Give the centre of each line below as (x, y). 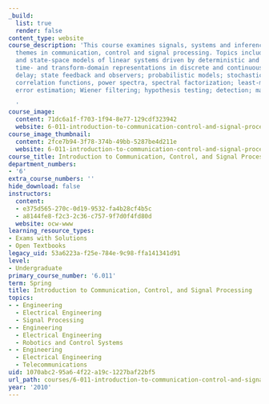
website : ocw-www (44, 224)
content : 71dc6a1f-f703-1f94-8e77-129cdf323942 (96, 120)
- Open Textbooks (37, 246)
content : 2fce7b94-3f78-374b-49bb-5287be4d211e (96, 142)
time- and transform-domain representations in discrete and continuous (139, 68)
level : (19, 261)
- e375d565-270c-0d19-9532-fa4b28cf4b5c (84, 209)
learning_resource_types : (51, 231)
